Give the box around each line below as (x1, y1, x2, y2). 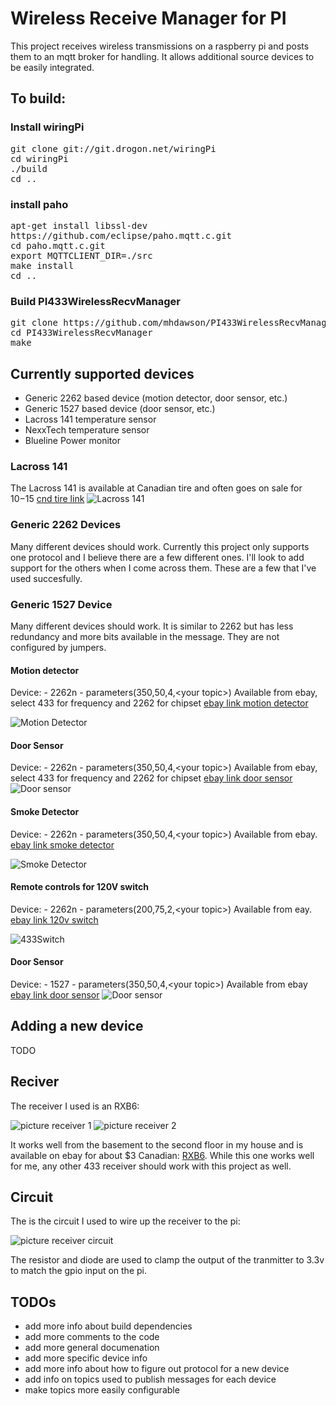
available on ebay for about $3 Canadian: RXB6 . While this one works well (10, 1149, 315, 1161)
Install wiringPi (10, 120, 85, 134)
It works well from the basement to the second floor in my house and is (10, 1138, 304, 1151)
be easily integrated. (10, 61, 95, 73)
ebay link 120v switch (10, 913, 99, 926)
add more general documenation (24, 1342, 160, 1354)
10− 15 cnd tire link (10, 493, 85, 505)
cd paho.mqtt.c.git (10, 240, 106, 251)
